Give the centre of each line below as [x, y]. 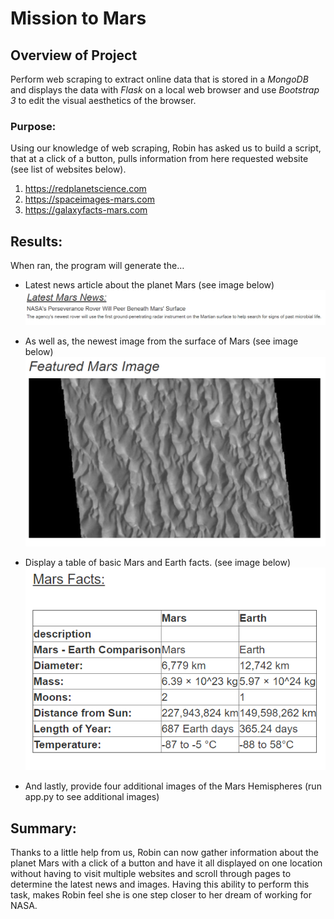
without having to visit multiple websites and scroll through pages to [151, 874]
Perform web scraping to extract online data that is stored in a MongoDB [159, 79]
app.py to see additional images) [92, 797]
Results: [36, 241]
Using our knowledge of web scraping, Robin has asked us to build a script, [166, 148]
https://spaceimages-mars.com [90, 199]
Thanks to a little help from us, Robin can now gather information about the [164, 853]
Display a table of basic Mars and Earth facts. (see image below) [158, 562]
